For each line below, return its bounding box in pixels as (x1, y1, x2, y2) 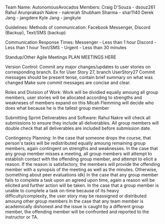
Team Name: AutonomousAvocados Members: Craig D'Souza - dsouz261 (5, 4, 156, 10)
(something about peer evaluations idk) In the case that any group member (5, 172, 159, 178)
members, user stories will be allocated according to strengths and (5, 94, 142, 100)
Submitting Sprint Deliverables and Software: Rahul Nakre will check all (5, 115, 151, 121)
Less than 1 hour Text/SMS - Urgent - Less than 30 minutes (5, 45, 127, 50)
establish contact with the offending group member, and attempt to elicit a (5, 156, 157, 162)
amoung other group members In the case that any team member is (5, 198, 144, 204)
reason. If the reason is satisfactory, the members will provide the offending (5, 161, 161, 167)
